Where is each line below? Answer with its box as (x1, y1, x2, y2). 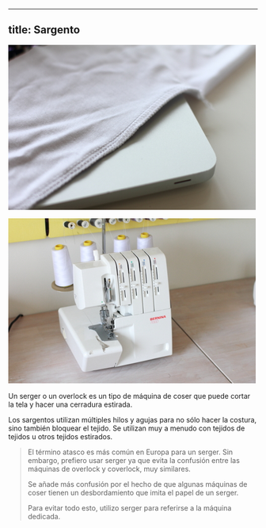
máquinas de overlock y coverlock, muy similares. (27, 464, 192, 473)
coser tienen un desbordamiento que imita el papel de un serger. (27, 488, 239, 497)
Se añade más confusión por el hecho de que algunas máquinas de (27, 479, 248, 488)
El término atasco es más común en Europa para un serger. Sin (27, 447, 234, 457)
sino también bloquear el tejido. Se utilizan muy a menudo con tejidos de (8, 423, 245, 433)
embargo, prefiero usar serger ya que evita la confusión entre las (27, 455, 240, 465)
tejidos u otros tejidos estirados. (8, 431, 113, 441)
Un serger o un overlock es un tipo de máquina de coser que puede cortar (8, 391, 251, 400)
